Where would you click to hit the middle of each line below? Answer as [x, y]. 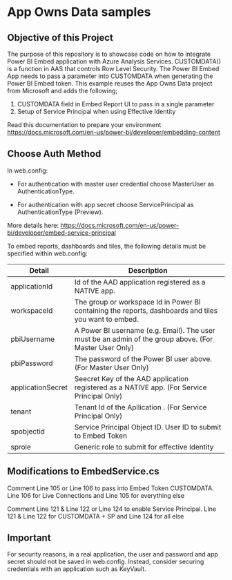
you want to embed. [107, 319]
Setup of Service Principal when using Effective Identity [96, 112]
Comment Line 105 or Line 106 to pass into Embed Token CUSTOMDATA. [110, 488]
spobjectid [28, 431]
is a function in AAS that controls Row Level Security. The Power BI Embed [113, 69]
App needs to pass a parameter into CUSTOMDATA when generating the [110, 76]
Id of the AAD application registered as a [140, 282]
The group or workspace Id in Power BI [138, 302]
